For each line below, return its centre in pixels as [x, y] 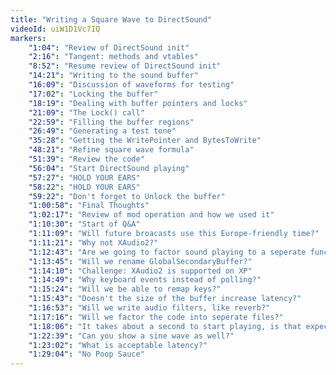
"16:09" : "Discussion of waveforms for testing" [131, 85]
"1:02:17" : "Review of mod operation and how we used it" [151, 215]
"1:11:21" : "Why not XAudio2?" [93, 242]
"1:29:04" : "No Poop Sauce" [86, 354]
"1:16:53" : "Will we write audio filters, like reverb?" [149, 308]
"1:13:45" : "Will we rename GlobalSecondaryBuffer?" [140, 261]
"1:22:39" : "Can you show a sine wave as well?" [131, 336]
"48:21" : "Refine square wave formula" [111, 150]
